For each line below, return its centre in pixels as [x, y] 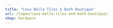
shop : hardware [21, 18]
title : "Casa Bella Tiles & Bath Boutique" [50, 9]
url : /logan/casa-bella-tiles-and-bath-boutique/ [57, 14]
